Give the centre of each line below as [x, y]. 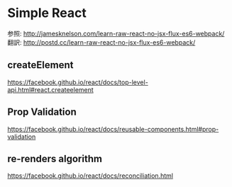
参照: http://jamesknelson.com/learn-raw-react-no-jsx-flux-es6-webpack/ [116, 33]
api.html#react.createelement [50, 89]
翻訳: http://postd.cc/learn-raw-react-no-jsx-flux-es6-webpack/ [101, 42]
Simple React [47, 13]
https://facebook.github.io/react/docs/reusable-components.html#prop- [113, 129]
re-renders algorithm [55, 158]
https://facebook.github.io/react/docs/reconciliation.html [90, 176]
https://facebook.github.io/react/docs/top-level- [78, 82]
